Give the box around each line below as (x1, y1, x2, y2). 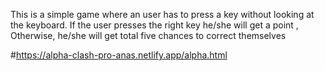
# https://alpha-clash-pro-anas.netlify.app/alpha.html (10, 49, 228, 61)
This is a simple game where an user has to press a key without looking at (10, 9, 315, 20)
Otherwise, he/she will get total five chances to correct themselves (10, 30, 287, 41)
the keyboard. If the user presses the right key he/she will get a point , (10, 19, 299, 31)
